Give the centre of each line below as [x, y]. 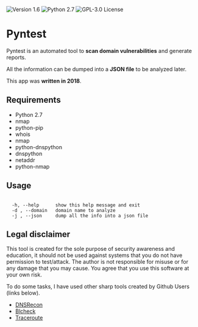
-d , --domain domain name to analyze [64, 210]
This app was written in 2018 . [44, 81]
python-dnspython [39, 147]
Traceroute [29, 318]
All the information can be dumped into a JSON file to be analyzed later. [97, 69]
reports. [16, 57]
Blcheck [25, 311]
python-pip [29, 127]
